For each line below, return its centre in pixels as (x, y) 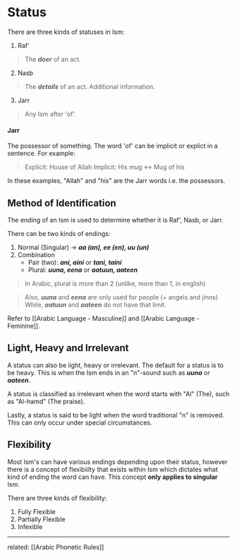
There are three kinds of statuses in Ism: (66, 32)
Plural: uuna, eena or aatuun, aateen (83, 270)
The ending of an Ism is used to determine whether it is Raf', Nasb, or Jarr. (115, 220)
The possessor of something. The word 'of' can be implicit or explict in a (113, 146)
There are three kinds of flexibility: (57, 498)
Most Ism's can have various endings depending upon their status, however (117, 462)
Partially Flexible (41, 519)
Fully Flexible (37, 511)
